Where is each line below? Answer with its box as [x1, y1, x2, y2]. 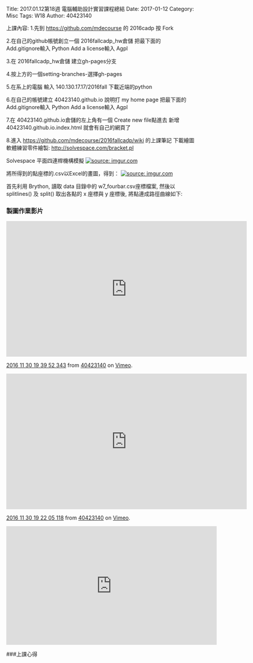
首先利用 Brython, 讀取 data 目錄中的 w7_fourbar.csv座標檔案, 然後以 [6, 183, 175, 190]
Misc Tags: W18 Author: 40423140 [6, 12, 92, 19]
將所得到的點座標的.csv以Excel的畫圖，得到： [6, 170, 120, 177]
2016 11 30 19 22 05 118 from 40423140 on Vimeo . [6, 514, 130, 521]
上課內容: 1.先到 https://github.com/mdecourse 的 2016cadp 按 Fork [6, 25, 174, 31]
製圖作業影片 [6, 207, 44, 215]
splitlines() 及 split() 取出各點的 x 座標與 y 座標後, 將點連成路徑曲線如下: [6, 190, 183, 197]
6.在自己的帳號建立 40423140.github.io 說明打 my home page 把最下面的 [6, 96, 187, 103]
